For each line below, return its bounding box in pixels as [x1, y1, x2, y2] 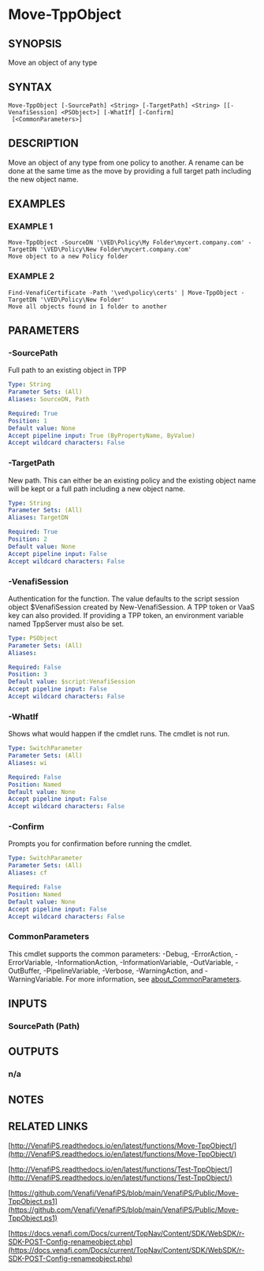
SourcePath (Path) [8, 1021, 80, 1032]
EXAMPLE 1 [8, 221, 54, 232]
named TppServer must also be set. [8, 619, 125, 628]
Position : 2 [8, 535, 47, 543]
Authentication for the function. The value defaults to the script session [8, 594, 240, 603]
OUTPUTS [8, 1045, 59, 1058]
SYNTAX [8, 80, 53, 94]
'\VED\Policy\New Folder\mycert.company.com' [39, 246, 192, 254]
